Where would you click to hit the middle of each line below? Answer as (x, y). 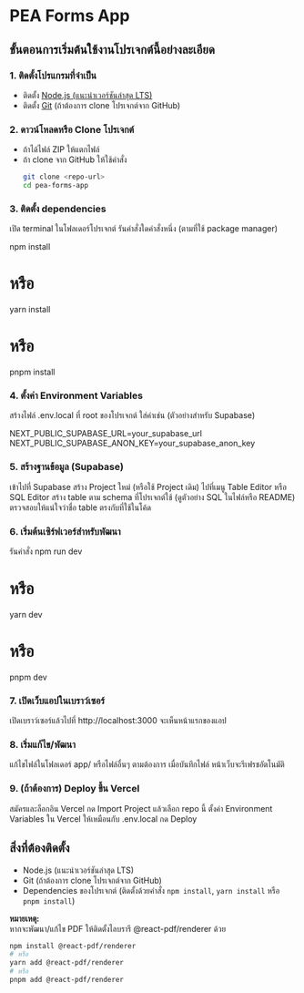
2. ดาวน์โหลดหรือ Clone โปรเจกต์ (72, 129)
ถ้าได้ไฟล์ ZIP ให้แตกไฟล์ (61, 149)
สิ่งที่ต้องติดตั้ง (40, 848)
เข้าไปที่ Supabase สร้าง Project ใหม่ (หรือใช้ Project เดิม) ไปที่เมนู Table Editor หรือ (148, 486)
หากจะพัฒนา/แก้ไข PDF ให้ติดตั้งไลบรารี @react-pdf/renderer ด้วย (117, 928)
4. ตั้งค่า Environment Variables (76, 395)
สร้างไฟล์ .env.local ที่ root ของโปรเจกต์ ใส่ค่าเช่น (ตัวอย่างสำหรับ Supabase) (132, 415)
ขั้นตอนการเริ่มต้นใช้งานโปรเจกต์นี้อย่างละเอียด (112, 50)
